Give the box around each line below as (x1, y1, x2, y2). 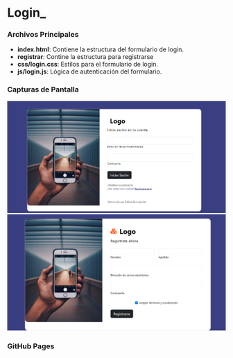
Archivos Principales (7, 30, 79, 40)
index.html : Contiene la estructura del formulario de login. (17, 45, 184, 53)
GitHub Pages (7, 341, 55, 351)
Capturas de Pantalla (7, 85, 79, 94)
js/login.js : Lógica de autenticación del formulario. (17, 67, 162, 76)
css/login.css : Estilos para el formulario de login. (17, 60, 158, 69)
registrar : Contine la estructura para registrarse (17, 53, 154, 61)
